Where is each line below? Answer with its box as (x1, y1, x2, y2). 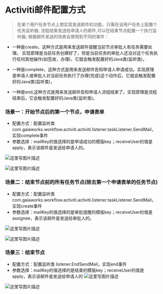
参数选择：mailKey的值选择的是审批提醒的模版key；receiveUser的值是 (12, 209, 153, 215)
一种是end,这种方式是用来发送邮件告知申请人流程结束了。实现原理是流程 (12, 89, 157, 95)
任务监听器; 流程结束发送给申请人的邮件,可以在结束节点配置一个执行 (16, 27, 153, 33)
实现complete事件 (12, 132, 49, 139)
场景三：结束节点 (5, 249, 45, 256)
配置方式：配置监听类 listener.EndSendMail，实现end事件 (12, 261, 127, 267)
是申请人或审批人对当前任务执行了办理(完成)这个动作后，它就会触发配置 (12, 73, 156, 78)
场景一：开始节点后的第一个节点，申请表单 (5, 108, 105, 115)
